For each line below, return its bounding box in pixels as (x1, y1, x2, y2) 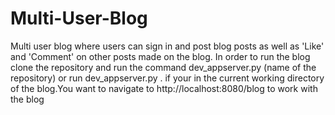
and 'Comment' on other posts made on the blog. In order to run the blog (10, 50, 311, 62)
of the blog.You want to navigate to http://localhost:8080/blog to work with (10, 82, 318, 94)
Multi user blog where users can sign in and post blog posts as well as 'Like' (10, 40, 325, 52)
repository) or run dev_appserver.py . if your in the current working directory (10, 72, 325, 84)
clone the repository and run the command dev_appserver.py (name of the (10, 61, 317, 73)
